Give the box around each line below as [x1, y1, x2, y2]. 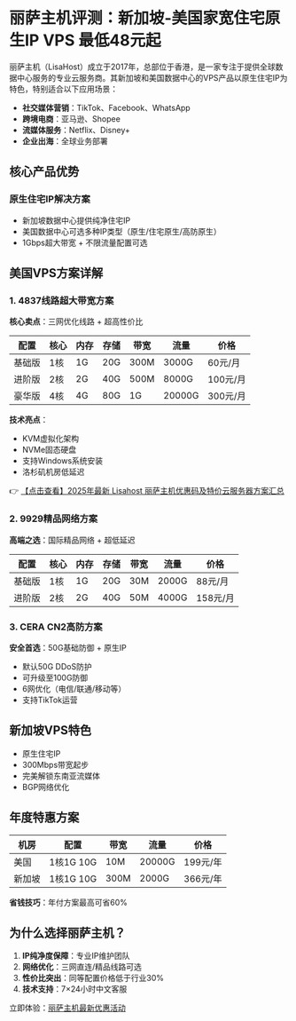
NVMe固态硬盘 [21, 445, 77, 455]
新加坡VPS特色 [9, 723, 92, 738]
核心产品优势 [9, 164, 80, 179]
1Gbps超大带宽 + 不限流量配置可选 [21, 237, 148, 248]
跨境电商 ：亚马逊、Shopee [21, 113, 121, 124]
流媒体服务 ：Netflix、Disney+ [21, 124, 130, 135]
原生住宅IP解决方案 [9, 193, 91, 205]
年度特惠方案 [9, 810, 80, 826]
